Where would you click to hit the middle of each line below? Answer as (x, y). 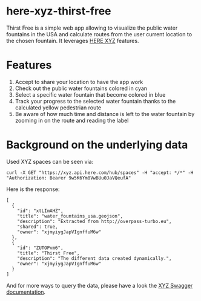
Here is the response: (33, 189)
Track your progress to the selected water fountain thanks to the (95, 101)
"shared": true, (38, 227)
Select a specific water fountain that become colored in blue (90, 94)
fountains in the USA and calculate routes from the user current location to (99, 34)
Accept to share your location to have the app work (79, 82)
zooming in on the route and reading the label (72, 120)
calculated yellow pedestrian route (58, 108)
